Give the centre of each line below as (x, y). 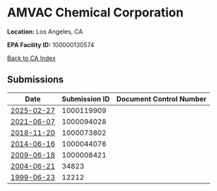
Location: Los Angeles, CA (45, 31)
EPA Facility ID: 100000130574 (51, 44)
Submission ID (86, 99)
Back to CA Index (31, 58)
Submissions (35, 80)
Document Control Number (161, 99)
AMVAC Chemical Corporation (95, 13)
